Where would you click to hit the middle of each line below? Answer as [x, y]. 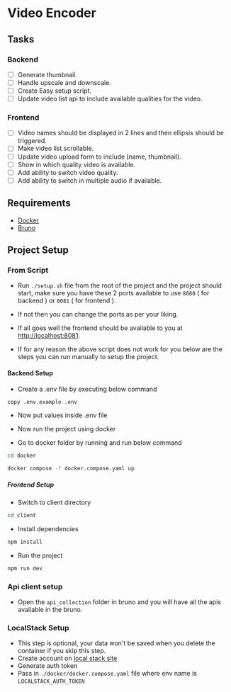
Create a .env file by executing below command [87, 389]
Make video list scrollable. [56, 148]
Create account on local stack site [67, 658]
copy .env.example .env [43, 402]
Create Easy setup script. [55, 91]
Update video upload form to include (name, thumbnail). [100, 157]
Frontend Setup [31, 484]
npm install [25, 542]
